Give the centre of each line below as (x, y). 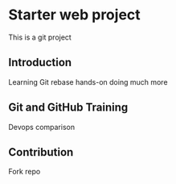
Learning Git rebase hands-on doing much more (88, 82)
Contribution (41, 152)
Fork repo (25, 172)
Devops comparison (41, 127)
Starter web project (74, 15)
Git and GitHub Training (68, 108)
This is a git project (40, 37)
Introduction (40, 63)
